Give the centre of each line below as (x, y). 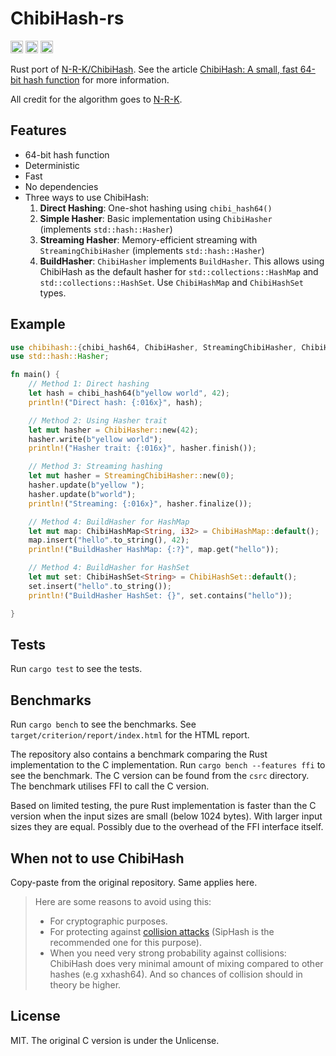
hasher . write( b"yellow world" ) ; (95, 439)
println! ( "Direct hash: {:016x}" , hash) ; (115, 402)
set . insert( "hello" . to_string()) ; (100, 586)
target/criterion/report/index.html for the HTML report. (130, 735)
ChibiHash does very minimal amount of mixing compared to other (186, 963)
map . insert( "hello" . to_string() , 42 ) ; (109, 540)
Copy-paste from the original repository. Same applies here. (134, 882)
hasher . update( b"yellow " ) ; (86, 485)
